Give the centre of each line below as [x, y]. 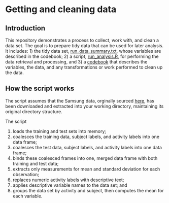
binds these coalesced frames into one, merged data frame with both [85, 158]
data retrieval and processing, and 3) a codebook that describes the [76, 62]
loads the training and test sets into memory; [59, 131]
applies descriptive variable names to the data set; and [70, 185]
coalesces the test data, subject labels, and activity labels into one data [87, 147]
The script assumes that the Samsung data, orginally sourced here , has [80, 100]
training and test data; [36, 163]
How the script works [40, 89]
